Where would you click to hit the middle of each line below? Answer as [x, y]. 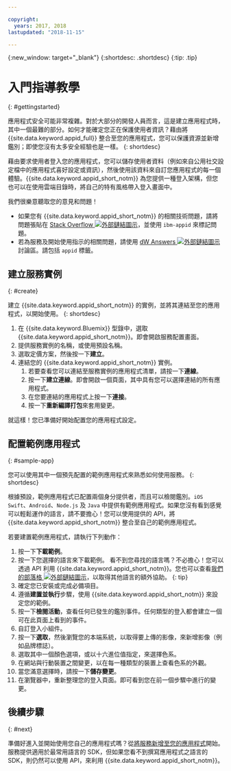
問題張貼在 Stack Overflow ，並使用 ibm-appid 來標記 [114, 225]
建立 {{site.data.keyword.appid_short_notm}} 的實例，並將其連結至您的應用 [114, 305]
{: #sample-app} [31, 461]
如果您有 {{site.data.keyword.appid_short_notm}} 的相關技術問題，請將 [118, 216]
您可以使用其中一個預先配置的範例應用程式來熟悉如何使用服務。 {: [101, 474]
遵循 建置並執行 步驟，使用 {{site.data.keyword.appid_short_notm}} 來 [115, 594]
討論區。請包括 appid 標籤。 [57, 250]
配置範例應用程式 [44, 444]
